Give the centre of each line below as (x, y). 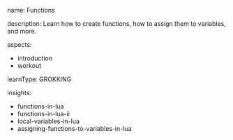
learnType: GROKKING (39, 79)
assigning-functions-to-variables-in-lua (74, 128)
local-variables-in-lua (48, 121)
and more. (22, 31)
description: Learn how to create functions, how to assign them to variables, (117, 23)
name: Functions (31, 10)
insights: (20, 93)
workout (29, 65)
